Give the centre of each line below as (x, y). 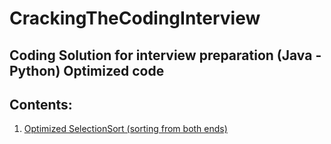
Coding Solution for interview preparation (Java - (165, 55)
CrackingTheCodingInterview (135, 18)
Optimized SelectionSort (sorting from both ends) (125, 129)
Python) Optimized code (87, 70)
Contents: (41, 104)
